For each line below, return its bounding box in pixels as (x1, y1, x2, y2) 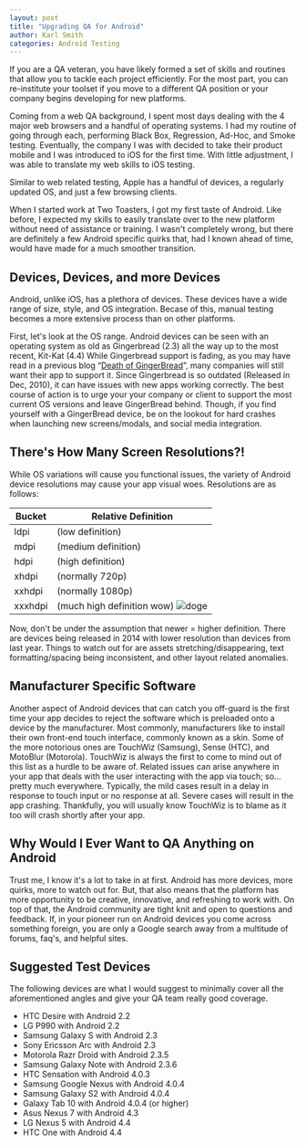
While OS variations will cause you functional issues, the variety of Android (9, 468, 291, 479)
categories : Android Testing (9, 38, 120, 48)
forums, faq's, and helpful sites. (9, 932, 128, 943)
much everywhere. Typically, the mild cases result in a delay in (34, 780, 269, 791)
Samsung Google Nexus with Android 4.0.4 (22, 1078, 185, 1089)
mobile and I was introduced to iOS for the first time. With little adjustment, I (9, 150, 294, 161)
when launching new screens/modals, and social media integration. (9, 418, 262, 429)
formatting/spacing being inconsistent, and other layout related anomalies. (9, 652, 289, 663)
